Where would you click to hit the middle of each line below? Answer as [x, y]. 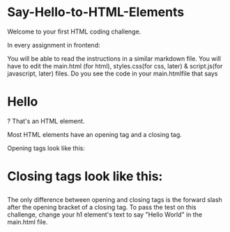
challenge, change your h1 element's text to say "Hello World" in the [105, 215]
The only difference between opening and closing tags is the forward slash [115, 200]
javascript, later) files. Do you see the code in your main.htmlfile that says [113, 73]
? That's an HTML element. [46, 121]
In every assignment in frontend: [54, 45]
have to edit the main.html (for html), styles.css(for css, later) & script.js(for [115, 66]
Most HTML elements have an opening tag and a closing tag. [95, 134]
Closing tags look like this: [85, 176]
